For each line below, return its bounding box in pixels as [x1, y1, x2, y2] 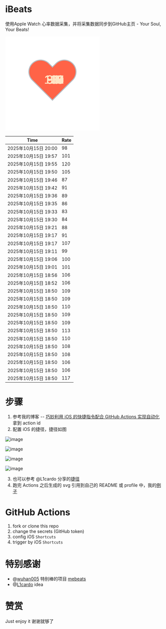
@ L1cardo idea [12, 582, 44, 588]
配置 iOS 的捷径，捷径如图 [12, 426, 67, 432]
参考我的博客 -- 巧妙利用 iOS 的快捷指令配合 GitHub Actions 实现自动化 [12, 414, 160, 420]
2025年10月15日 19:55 [7, 161, 58, 167]
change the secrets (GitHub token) [12, 528, 85, 534]
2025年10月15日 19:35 [7, 201, 58, 207]
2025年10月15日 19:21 [7, 225, 58, 231]
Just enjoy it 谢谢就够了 [5, 618, 54, 624]
